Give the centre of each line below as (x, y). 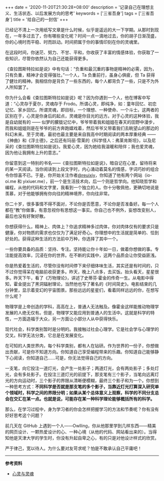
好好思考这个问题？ (24, 415)
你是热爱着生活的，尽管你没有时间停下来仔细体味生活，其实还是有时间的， (80, 266)
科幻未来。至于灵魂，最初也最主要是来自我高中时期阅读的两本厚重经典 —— (81, 134)
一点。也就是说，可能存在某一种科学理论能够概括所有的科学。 (92, 399)
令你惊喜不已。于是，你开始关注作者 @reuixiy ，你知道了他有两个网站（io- (79, 175)
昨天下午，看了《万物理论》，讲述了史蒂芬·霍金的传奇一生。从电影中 (82, 278)
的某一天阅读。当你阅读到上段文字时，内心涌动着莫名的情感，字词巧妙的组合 (82, 169)
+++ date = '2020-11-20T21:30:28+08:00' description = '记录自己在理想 (78, 7)
